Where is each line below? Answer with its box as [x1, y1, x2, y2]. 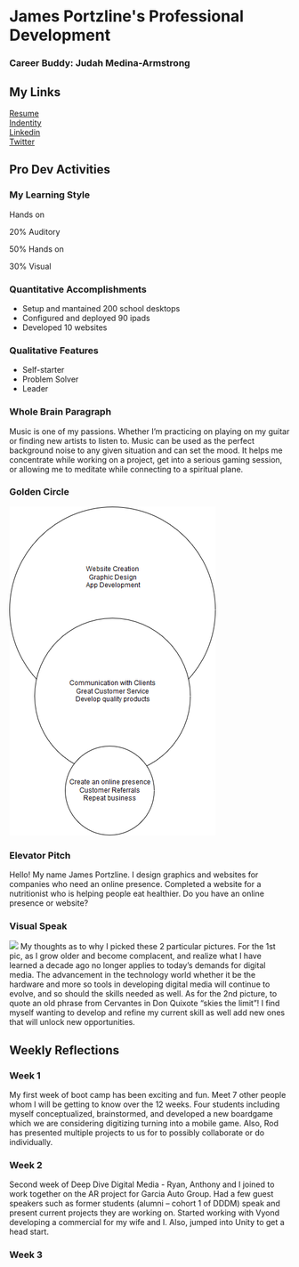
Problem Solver [21, 374, 79, 384]
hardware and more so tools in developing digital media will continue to [9, 979, 271, 989]
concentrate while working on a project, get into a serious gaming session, [9, 454, 283, 464]
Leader [21, 383, 49, 394]
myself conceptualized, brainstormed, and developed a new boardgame [9, 1109, 273, 1119]
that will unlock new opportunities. [9, 1017, 135, 1028]
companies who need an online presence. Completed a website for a [9, 879, 262, 890]
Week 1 [9, 1069, 42, 1082]
